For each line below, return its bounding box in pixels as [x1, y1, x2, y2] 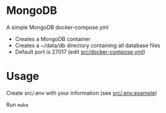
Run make [6, 101, 29, 108]
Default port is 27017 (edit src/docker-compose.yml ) [14, 48, 146, 55]
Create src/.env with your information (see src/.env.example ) [6, 89, 158, 97]
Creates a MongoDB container [14, 35, 91, 42]
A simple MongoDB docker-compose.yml [6, 24, 109, 31]
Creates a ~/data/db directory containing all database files [14, 42, 161, 49]
